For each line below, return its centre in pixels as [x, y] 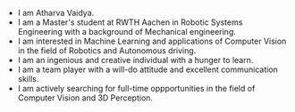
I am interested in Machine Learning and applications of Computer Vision [152, 41]
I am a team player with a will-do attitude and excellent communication [148, 69]
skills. [28, 79]
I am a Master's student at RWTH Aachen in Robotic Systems [130, 22]
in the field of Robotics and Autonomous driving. [107, 51]
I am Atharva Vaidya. [56, 13]
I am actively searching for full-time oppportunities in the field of [136, 88]
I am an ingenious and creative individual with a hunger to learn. [135, 60]
